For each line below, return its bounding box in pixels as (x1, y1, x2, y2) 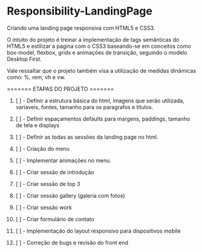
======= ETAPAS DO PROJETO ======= (7, 85, 114, 92)
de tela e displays (15, 121, 60, 128)
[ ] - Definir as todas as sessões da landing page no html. (15, 133, 159, 141)
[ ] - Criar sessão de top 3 (15, 180, 80, 187)
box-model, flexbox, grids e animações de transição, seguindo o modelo (7, 48, 187, 56)
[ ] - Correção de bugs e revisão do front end (15, 239, 129, 246)
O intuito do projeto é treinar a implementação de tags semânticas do (7, 36, 180, 43)
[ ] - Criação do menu (15, 145, 70, 152)
